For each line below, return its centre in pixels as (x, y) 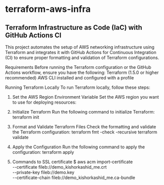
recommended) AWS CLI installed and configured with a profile (70, 78)
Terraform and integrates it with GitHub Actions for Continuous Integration (81, 52)
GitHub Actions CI (33, 35)
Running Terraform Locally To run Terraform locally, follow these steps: (78, 87)
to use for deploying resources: (44, 102)
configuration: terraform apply (43, 152)
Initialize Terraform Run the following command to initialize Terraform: (83, 112)
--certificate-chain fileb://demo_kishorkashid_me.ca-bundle (74, 178)
